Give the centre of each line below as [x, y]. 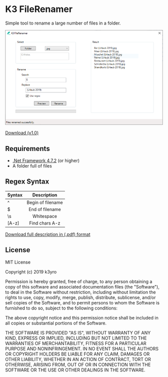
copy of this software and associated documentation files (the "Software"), [82, 286]
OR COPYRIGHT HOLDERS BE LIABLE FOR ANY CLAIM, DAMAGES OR [77, 354]
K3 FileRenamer [39, 9]
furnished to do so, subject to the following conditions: [61, 308]
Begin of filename [45, 202]
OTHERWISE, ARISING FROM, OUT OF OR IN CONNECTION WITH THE [78, 364]
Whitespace [45, 216]
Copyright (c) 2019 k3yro [31, 271]
